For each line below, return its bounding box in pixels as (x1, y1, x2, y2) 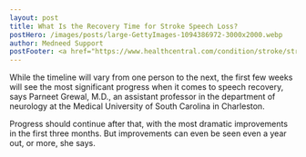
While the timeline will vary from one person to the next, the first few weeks (9, 72, 293, 83)
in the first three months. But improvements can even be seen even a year (9, 128, 287, 139)
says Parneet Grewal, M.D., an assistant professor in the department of (9, 92, 276, 103)
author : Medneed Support (9, 38, 104, 48)
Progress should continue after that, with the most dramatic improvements (9, 119, 289, 130)
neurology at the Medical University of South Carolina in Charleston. (9, 101, 266, 112)
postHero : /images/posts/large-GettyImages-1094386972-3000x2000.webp (9, 30, 283, 39)
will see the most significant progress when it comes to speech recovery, (9, 82, 284, 93)
